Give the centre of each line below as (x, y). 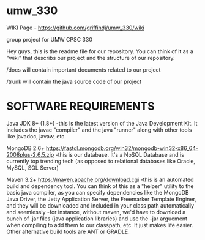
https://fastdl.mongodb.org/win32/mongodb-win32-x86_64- (122, 148)
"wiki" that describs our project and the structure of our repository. (91, 58)
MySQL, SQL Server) (33, 167)
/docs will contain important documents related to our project (84, 69)
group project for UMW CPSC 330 (50, 39)
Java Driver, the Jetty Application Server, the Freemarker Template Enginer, (102, 199)
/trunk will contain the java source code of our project (74, 81)
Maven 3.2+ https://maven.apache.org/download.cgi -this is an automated (100, 179)
